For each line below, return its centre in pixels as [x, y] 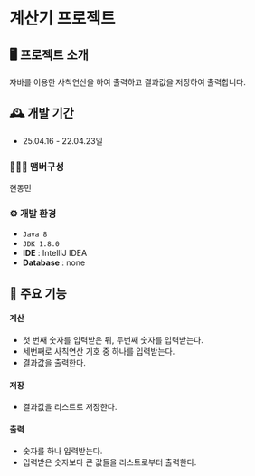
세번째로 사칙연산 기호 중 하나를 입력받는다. [99, 351]
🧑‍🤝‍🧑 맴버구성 [37, 167]
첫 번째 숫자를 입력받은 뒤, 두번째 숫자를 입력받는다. [113, 340]
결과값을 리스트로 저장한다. [70, 407]
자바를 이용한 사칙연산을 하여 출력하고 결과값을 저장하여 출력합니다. [127, 82]
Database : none [54, 262]
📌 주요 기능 [38, 294]
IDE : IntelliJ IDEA [55, 253]
